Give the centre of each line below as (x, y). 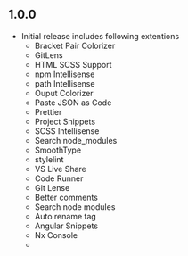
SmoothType (58, 150)
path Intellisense (65, 83)
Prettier (48, 111)
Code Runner (59, 178)
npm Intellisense (65, 74)
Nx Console (56, 235)
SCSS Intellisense (67, 131)
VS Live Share (60, 169)
